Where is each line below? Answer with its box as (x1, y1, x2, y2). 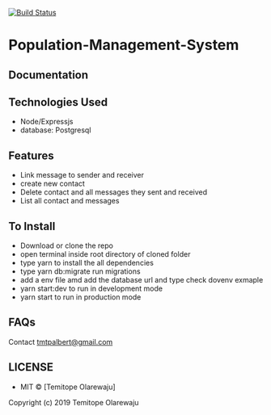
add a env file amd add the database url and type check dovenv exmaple (19, 275, 264, 285)
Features (8, 149, 54, 162)
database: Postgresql (19, 125, 91, 135)
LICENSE (8, 360, 54, 375)
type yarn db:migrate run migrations (19, 266, 141, 276)
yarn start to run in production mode (19, 292, 142, 302)
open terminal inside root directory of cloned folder (19, 249, 191, 259)
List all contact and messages (19, 196, 120, 206)
